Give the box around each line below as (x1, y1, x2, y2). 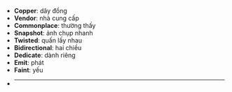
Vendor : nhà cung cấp (13, 14, 79, 22)
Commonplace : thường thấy (13, 22, 96, 29)
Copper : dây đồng (13, 7, 68, 15)
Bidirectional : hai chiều (13, 44, 82, 52)
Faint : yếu (13, 66, 43, 74)
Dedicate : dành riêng (13, 51, 76, 59)
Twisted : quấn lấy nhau (13, 36, 83, 45)
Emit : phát (13, 59, 44, 66)
